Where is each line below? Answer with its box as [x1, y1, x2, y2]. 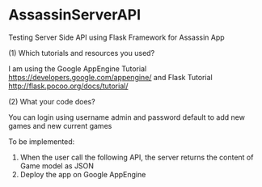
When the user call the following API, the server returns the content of [19, 152, 254, 162]
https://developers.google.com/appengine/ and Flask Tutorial [8, 72, 213, 82]
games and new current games [8, 121, 112, 130]
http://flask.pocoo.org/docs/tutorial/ [8, 81, 129, 91]
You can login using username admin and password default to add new [8, 112, 245, 122]
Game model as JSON [19, 160, 95, 171]
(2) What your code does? [8, 96, 95, 106]
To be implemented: [8, 136, 75, 147]
